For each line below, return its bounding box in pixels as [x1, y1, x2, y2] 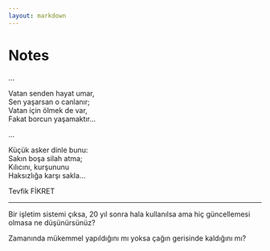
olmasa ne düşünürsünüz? [8, 217, 96, 227]
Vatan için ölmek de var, [8, 105, 88, 115]
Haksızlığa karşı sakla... [8, 170, 86, 180]
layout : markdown [8, 11, 67, 20]
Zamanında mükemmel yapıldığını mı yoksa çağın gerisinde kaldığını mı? [8, 233, 247, 243]
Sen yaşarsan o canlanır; [8, 97, 91, 107]
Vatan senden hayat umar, [8, 88, 95, 98]
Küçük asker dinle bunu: [8, 145, 88, 155]
